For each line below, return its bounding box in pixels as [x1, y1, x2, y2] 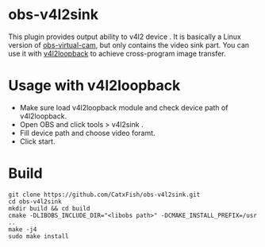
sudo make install [8, 232, 69, 240]
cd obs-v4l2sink [8, 197, 62, 206]
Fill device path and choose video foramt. [19, 128, 156, 137]
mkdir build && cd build [8, 204, 90, 212]
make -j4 [8, 225, 37, 233]
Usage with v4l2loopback [8, 77, 181, 95]
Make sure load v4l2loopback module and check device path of [19, 102, 229, 112]
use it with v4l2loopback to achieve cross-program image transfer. [8, 48, 226, 58]
